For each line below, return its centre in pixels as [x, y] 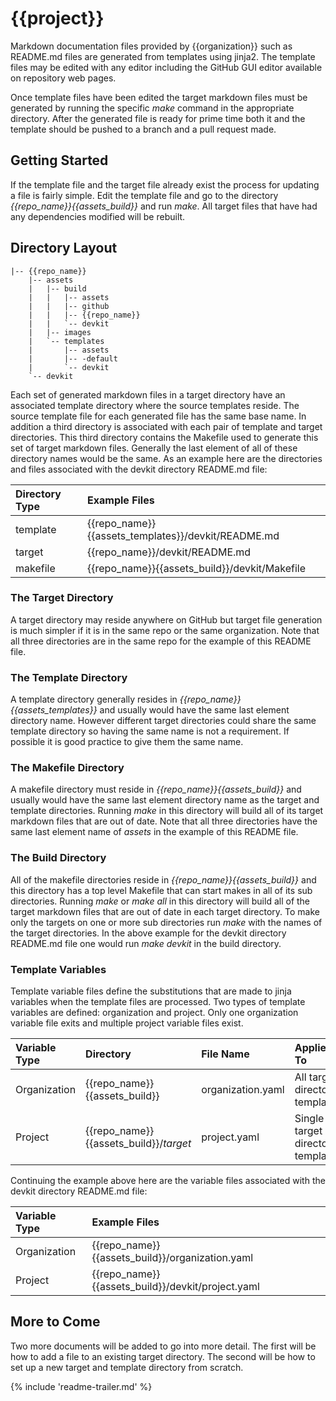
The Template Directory [69, 677]
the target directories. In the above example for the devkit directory [148, 933]
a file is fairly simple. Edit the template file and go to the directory [144, 195]
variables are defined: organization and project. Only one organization [154, 1013]
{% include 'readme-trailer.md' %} [81, 1386]
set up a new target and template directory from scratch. [127, 1367]
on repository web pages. [63, 78]
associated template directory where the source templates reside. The [155, 405]
